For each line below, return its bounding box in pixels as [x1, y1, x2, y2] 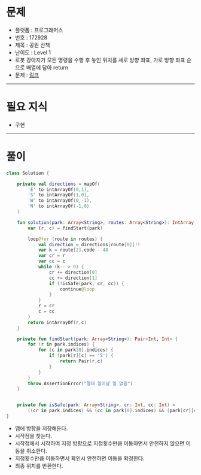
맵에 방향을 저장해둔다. [14, 425, 68, 432]
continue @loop [59, 286, 95, 292]
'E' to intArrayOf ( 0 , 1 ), [28, 186, 90, 192]
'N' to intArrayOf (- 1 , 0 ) [28, 203, 90, 210]
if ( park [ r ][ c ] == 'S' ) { [48, 353, 114, 359]
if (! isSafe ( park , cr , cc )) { [48, 280, 124, 286]
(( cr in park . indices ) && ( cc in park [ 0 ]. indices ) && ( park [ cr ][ [28, 408, 194, 414]
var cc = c [38, 258, 66, 264]
